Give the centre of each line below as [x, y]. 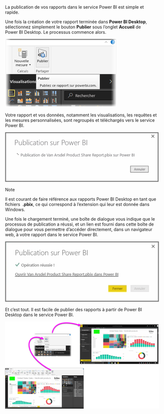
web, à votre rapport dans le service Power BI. [52, 235]
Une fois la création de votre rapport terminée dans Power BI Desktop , [76, 22]
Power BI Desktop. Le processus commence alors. [56, 32]
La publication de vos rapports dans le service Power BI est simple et [74, 7]
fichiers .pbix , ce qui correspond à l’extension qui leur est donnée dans [77, 204]
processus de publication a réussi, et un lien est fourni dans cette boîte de [80, 224]
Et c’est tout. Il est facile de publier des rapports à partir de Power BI [74, 309]
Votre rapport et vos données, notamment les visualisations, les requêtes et [81, 115]
